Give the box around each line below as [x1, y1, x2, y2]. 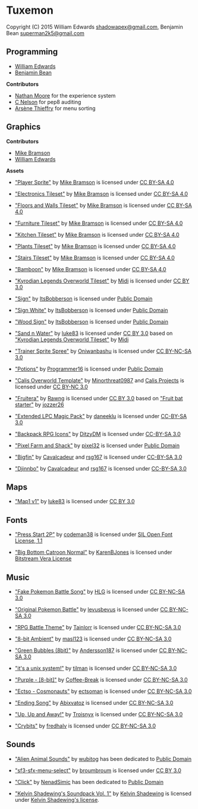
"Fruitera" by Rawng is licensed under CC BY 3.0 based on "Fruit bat [14, 394, 183, 402]
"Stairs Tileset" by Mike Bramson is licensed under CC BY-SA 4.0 [14, 254, 175, 261]
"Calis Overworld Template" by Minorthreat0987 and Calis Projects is [14, 377, 184, 384]
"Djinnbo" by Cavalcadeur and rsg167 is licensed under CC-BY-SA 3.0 [14, 465, 187, 472]
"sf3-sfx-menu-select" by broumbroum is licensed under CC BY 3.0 [14, 767, 181, 774]
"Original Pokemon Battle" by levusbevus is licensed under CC [14, 606, 168, 613]
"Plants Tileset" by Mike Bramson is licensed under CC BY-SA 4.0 [14, 242, 176, 250]
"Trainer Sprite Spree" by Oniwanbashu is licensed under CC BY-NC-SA [14, 347, 192, 355]
